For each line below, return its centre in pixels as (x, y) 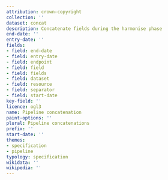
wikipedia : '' (24, 168)
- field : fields (26, 73)
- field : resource (29, 85)
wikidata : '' (22, 163)
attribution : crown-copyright (44, 12)
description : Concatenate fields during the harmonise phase (84, 28)
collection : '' (25, 17)
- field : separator (31, 90)
